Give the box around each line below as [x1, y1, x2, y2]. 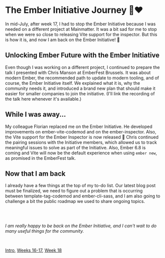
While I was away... [5, 110, 66, 119]
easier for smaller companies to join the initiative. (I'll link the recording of [5, 90, 155, 96]
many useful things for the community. [5, 228, 84, 234]
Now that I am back [5, 169, 66, 178]
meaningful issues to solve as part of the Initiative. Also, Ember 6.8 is [5, 144, 146, 150]
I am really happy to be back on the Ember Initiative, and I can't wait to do [5, 223, 157, 229]
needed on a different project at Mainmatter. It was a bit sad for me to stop [5, 26, 157, 32]
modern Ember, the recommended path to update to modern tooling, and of [5, 74, 160, 81]
